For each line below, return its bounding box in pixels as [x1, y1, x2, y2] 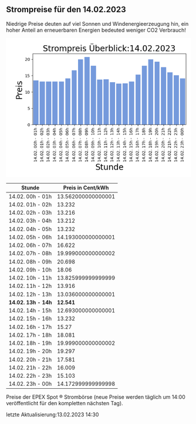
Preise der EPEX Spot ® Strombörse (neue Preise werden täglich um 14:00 [6, 393, 186, 401]
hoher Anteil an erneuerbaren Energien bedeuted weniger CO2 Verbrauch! [6, 26, 187, 33]
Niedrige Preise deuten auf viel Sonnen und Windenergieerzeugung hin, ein [6, 20, 189, 27]
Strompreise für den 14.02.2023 [6, 5, 126, 15]
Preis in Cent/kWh [63, 184, 109, 191]
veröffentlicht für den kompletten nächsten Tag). [6, 399, 123, 406]
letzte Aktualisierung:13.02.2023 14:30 [6, 411, 99, 418]
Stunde [21, 184, 40, 191]
